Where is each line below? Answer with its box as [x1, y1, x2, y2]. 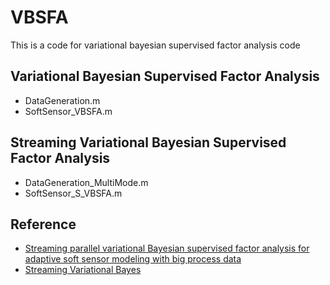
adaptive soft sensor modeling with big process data [24, 253, 242, 265]
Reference [10, 216, 77, 233]
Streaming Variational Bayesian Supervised [10, 134, 287, 151]
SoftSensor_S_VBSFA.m [24, 187, 123, 199]
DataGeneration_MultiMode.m [24, 176, 149, 188]
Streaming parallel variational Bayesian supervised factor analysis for [24, 242, 310, 255]
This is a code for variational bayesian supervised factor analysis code [10, 39, 301, 51]
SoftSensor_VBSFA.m [24, 105, 113, 117]
